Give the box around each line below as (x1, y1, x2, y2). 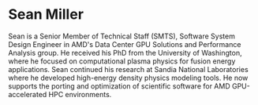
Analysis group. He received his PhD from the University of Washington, (8, 48, 242, 57)
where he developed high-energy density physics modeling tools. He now (8, 73, 249, 82)
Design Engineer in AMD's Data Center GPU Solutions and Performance (8, 39, 241, 49)
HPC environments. (48, 89, 112, 99)
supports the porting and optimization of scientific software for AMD (8, 81, 230, 91)
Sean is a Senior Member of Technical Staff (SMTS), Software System (8, 31, 235, 41)
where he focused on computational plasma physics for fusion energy (8, 56, 236, 66)
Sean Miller (8, 5, 84, 24)
